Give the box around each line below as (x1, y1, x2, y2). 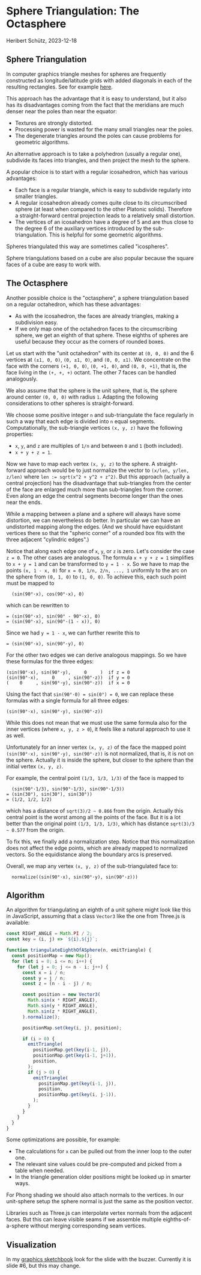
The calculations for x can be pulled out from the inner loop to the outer (14, 1148, 192, 1155)
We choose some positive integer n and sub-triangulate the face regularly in (6, 411, 194, 418)
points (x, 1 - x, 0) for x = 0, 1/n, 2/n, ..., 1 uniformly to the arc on (6, 566, 187, 574)
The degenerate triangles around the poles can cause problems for (14, 132, 181, 139)
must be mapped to (6, 579, 55, 586)
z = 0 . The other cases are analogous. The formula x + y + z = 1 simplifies (6, 554, 194, 561)
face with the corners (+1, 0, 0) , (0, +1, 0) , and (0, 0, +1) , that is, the (6, 362, 187, 370)
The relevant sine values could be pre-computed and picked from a (14, 1161, 182, 1168)
